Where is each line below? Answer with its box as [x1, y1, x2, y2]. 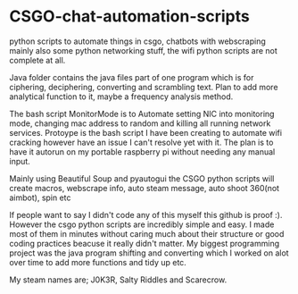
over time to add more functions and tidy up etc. [9, 256, 187, 267]
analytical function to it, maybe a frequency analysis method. [9, 91, 234, 102]
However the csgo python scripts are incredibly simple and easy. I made [9, 219, 275, 230]
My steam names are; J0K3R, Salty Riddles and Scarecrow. [9, 274, 228, 285]
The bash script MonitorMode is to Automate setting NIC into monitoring [9, 108, 275, 119]
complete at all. [9, 55, 66, 65]
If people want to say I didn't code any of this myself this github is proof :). [9, 209, 283, 220]
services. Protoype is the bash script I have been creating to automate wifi [9, 127, 283, 138]
